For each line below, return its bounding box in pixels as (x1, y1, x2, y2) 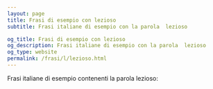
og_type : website (7, 49, 58, 56)
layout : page (7, 10, 45, 17)
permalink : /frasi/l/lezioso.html (7, 55, 108, 63)
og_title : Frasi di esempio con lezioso (7, 35, 126, 42)
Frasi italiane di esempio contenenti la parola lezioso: (7, 74, 158, 82)
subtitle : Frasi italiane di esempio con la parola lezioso (7, 23, 188, 30)
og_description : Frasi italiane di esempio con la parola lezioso (7, 42, 207, 49)
